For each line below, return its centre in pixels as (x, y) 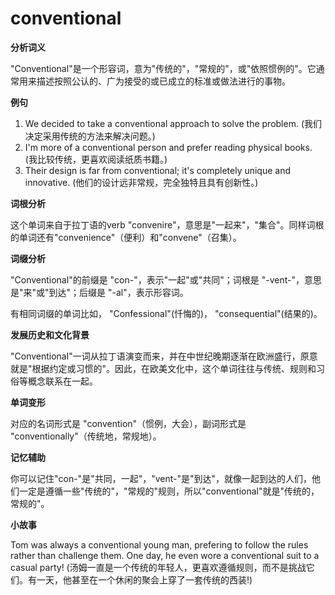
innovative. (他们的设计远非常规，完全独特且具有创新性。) (141, 182)
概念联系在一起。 (62, 381)
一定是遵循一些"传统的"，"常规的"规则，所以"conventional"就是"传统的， (169, 491)
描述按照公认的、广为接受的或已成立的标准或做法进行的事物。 (163, 81)
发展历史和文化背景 (50, 334)
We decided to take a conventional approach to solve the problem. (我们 (173, 123)
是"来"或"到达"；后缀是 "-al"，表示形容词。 (99, 292)
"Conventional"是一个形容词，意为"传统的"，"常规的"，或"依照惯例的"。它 (163, 68)
